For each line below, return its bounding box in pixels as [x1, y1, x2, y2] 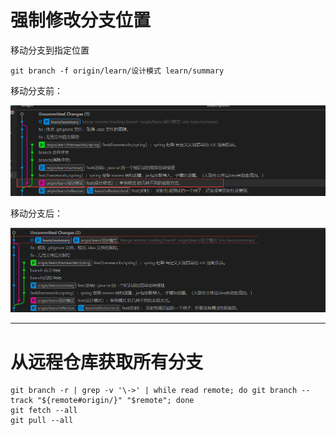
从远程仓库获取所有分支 [10, 351, 204, 373]
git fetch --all [10, 406, 78, 416]
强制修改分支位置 [10, 9, 152, 32]
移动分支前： [10, 84, 63, 96]
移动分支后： [10, 207, 63, 219]
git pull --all [10, 416, 74, 426]
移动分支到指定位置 [10, 44, 90, 56]
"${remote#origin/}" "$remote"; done [36, 396, 195, 406]
